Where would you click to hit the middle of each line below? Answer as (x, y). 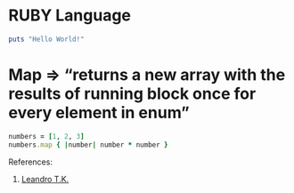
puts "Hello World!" (47, 39)
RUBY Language (69, 16)
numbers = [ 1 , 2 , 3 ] (47, 136)
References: (30, 162)
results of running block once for (132, 93)
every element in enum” (99, 113)
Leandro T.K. (45, 179)
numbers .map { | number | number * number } (88, 145)
